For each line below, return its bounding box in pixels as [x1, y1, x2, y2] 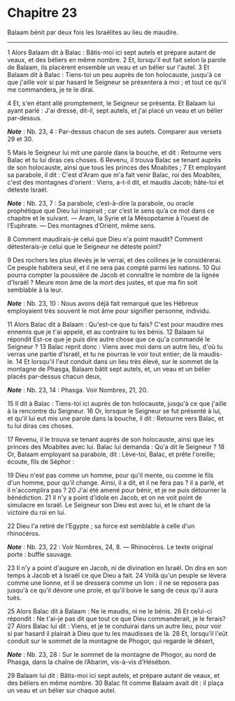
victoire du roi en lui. [7, 508, 66, 516]
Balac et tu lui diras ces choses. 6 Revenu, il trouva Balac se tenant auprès [7, 155, 222, 164]
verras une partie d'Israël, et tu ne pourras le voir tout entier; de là [7, 350, 197, 358]
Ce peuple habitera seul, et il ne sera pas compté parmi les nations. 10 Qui [7, 263, 221, 271]
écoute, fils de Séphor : [7, 457, 75, 466]
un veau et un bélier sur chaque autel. [7, 686, 117, 694]
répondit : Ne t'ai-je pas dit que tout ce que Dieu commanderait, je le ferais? [7, 614, 226, 623]
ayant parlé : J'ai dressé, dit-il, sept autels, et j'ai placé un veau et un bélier [7, 106, 224, 115]
